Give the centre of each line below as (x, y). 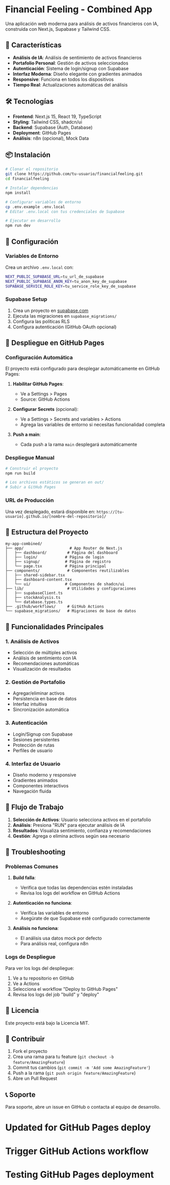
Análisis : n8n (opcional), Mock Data (51, 138)
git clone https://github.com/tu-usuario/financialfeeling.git (74, 174)
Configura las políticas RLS (41, 321)
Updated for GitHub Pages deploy (78, 1128)
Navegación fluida (32, 791)
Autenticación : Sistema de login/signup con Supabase (71, 68)
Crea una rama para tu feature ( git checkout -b (63, 1057)
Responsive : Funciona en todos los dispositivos (63, 79)
